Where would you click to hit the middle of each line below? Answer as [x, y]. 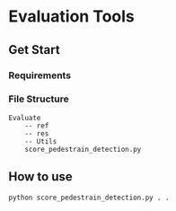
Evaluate [25, 118]
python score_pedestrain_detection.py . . [89, 198]
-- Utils [41, 141]
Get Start [34, 50]
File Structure [39, 99]
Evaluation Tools [72, 17]
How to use [40, 177]
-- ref [37, 126]
